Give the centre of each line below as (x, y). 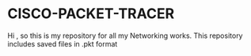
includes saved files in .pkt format (63, 43)
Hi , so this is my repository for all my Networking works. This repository (125, 35)
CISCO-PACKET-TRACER (91, 14)
